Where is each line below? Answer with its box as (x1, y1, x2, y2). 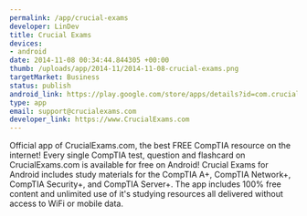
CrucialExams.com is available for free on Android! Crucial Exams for (9, 159, 269, 170)
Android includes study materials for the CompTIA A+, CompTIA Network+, (9, 170, 291, 180)
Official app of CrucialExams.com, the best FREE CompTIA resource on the (9, 140, 291, 151)
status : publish (9, 81, 71, 90)
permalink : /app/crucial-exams (9, 13, 129, 23)
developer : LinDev (9, 22, 79, 31)
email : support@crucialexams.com (9, 107, 137, 116)
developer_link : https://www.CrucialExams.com (9, 115, 190, 124)
